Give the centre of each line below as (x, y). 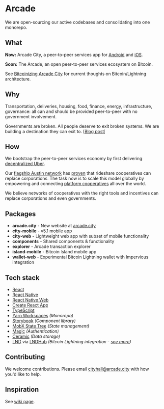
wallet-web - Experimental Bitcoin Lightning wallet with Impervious (80, 257)
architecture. (18, 79)
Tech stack (22, 278)
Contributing (25, 357)
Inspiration (22, 390)
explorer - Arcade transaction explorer (51, 246)
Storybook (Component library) (44, 321)
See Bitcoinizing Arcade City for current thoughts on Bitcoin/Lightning (76, 74)
